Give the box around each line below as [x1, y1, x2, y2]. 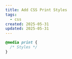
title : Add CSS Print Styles [5, 7, 67, 13]
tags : [5, 12, 17, 17]
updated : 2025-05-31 [5, 26, 50, 31]
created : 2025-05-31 [5, 21, 50, 27]
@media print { [5, 40, 38, 45]
